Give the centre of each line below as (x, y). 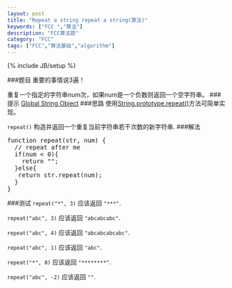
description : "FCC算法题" (43, 33)
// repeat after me (47, 147)
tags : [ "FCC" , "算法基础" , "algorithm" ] (61, 46)
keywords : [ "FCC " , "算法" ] (45, 26)
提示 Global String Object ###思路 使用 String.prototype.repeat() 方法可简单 (113, 103)
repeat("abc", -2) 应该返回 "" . (51, 277)
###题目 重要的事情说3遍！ (46, 80)
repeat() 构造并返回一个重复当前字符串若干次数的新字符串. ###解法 (104, 127)
